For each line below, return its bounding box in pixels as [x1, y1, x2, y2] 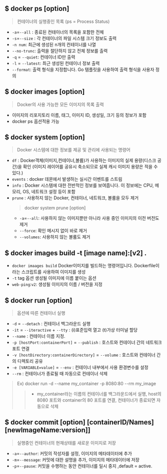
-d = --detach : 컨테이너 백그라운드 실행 [11, 321, 91, 327]
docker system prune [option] [24, 205, 86, 211]
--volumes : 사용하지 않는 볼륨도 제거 [19, 234, 90, 240]
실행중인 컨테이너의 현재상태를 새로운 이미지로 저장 [16, 440, 116, 446]
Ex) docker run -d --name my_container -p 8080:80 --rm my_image [16, 381, 156, 387]
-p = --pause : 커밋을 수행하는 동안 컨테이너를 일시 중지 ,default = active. [11, 463, 152, 469]
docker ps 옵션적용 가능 [11, 118, 59, 124]
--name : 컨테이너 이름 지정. [11, 333, 65, 339]
